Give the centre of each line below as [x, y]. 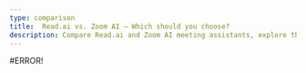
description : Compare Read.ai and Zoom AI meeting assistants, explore [148, 35]
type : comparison [42, 18]
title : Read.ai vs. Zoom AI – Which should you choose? [120, 26]
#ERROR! [26, 61]
